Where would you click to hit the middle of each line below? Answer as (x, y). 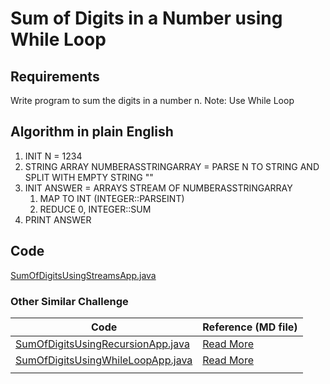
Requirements (55, 76)
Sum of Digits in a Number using (146, 18)
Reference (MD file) (250, 327)
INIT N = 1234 (53, 156)
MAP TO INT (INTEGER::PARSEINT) (112, 198)
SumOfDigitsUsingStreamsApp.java (83, 275)
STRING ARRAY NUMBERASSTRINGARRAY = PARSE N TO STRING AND (172, 166)
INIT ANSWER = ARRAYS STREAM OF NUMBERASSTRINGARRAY (158, 188)
